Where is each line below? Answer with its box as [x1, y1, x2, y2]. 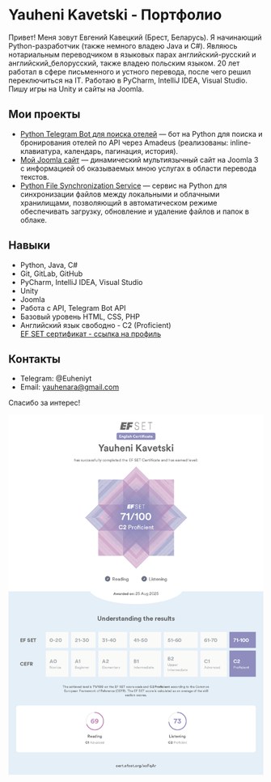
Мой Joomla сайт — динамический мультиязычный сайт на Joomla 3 [19, 155, 259, 164]
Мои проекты [8, 108, 81, 121]
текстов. [19, 172, 50, 181]
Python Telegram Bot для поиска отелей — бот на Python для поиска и [19, 129, 263, 138]
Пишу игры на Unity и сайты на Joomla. [8, 83, 144, 94]
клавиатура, [19, 146, 63, 155]
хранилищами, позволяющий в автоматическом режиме [19, 198, 218, 207]
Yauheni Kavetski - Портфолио [8, 6, 222, 24]
